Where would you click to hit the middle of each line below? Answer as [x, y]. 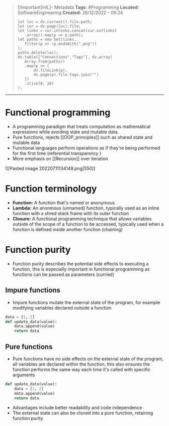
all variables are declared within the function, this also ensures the [81, 364]
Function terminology [51, 189]
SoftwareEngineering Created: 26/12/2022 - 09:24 [70, 13]
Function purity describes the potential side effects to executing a [80, 263]
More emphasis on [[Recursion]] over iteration [60, 159]
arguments [24, 375]
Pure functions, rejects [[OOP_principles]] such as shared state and [82, 137]
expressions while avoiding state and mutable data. [66, 132]
